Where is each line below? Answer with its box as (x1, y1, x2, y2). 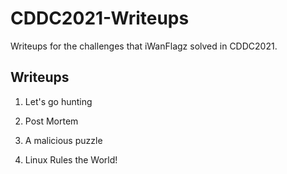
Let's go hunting (24, 95, 93, 107)
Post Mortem (24, 115, 79, 127)
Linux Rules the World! (24, 153, 118, 166)
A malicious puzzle (24, 134, 103, 146)
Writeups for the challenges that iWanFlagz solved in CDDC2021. (10, 40, 278, 52)
